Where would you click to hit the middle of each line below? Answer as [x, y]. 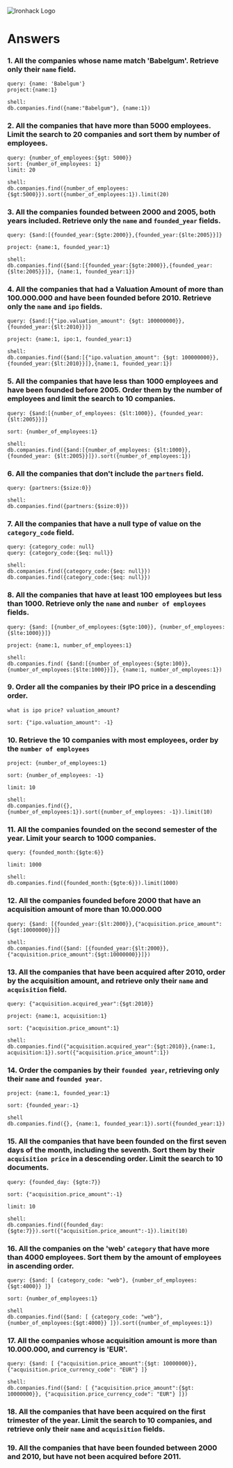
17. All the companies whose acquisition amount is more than [112, 1340]
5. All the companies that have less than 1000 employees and [113, 382]
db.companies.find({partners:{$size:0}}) [68, 506]
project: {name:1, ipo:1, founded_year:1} [70, 339]
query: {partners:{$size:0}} [49, 488]
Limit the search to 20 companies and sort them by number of [114, 135]
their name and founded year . [55, 1079]
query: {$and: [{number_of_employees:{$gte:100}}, [82, 627]
